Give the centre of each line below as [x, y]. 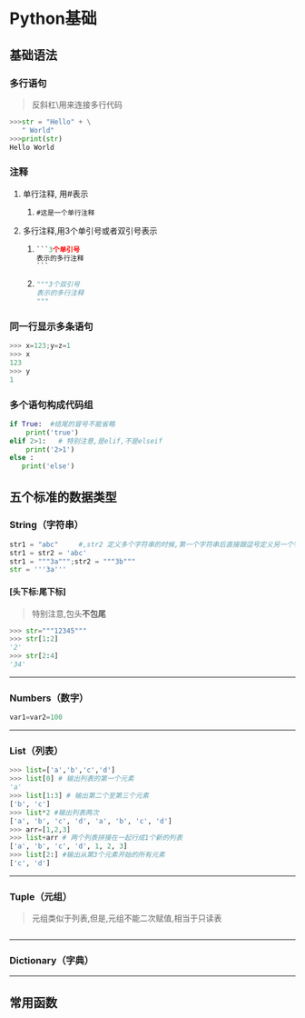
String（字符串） [47, 525]
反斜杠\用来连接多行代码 [77, 105]
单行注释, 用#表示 [55, 194]
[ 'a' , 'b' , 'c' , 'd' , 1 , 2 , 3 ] [69, 846]
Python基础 [53, 19]
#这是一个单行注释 [65, 213]
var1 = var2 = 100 [36, 718]
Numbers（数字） [49, 698]
